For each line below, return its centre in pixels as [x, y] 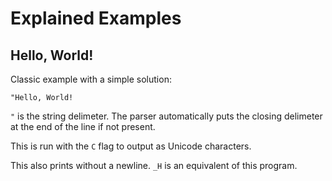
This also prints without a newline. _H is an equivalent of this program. [154, 165]
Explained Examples [96, 18]
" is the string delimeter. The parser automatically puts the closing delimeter [166, 116]
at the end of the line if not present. [83, 126]
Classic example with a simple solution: [91, 79]
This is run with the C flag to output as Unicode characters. [131, 146]
